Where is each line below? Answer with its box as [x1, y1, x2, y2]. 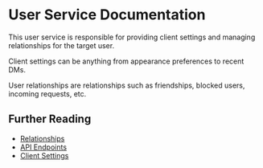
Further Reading [8, 113, 92, 126]
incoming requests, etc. [8, 88, 87, 98]
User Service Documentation [8, 6, 206, 24]
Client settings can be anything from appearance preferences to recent [8, 56, 245, 66]
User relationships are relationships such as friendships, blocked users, [8, 80, 245, 90]
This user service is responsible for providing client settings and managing [8, 32, 256, 42]
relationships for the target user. [8, 40, 115, 50]
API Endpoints [19, 142, 67, 152]
